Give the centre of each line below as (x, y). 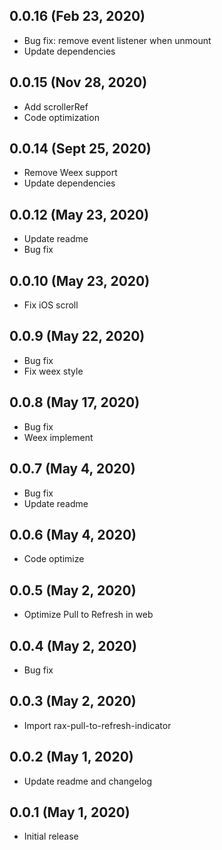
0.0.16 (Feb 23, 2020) (77, 16)
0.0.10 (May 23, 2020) (80, 280)
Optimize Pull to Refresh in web (88, 615)
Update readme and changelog (88, 781)
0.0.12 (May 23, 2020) (79, 214)
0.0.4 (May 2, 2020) (73, 645)
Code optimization (61, 117)
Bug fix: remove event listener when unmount (117, 40)
